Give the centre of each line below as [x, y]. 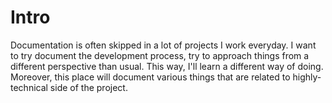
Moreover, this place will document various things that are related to [150, 77]
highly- [307, 77]
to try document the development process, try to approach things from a [160, 55]
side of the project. [88, 87]
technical [29, 87]
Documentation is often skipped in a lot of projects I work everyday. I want [163, 45]
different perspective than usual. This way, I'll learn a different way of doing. [167, 66]
